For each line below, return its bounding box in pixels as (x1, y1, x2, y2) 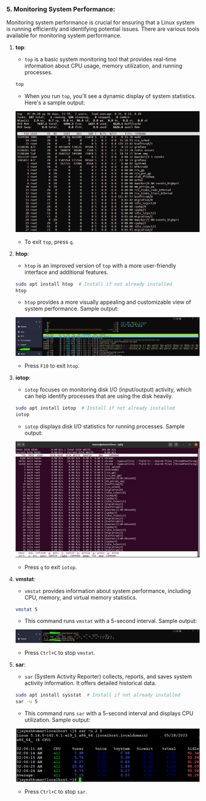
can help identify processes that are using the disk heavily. (24, 392, 174, 400)
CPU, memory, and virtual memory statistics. (24, 594, 137, 601)
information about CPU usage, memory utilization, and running (24, 62, 183, 69)
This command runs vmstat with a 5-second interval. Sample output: (24, 617, 197, 625)
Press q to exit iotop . (24, 563, 77, 571)
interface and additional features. (24, 268, 109, 276)
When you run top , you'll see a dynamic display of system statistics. (24, 93, 196, 100)
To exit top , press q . (24, 238, 75, 246)
